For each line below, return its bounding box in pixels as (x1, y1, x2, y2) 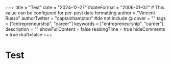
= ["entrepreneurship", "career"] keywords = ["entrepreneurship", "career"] (5, 20, 164, 27)
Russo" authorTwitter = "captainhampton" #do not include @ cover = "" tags (5, 15, 166, 21)
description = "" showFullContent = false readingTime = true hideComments (5, 26, 165, 32)
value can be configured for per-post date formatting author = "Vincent (5, 10, 156, 16)
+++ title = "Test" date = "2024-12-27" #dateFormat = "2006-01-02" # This (5, 5, 164, 10)
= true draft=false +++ (5, 32, 53, 37)
